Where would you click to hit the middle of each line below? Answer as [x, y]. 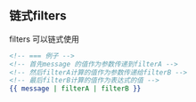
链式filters [38, 16]
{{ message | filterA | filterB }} [75, 89]
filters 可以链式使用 [45, 39]
